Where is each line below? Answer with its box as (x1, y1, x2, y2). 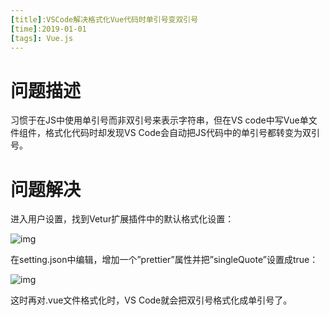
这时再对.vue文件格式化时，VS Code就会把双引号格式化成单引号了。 (10, 294, 293, 306)
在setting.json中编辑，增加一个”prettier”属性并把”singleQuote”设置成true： (10, 254, 319, 266)
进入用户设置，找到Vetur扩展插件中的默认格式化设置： (10, 213, 235, 225)
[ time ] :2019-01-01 (10, 24, 87, 34)
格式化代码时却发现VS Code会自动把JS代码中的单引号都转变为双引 (44, 127, 320, 139)
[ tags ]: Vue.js (10, 33, 74, 43)
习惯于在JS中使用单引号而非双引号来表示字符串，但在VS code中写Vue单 (10, 114, 309, 126)
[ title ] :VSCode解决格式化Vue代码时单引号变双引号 (10, 14, 199, 25)
